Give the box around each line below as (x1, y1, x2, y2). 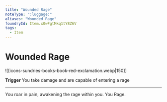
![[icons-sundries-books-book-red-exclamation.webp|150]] (5, 68, 127, 73)
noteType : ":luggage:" (5, 12, 52, 17)
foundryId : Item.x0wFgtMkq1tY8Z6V (5, 21, 77, 26)
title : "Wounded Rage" (5, 7, 52, 12)
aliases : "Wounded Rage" (5, 16, 57, 21)
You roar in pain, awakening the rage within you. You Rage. (5, 91, 126, 97)
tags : (5, 26, 16, 31)
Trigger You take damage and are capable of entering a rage (5, 77, 130, 83)
